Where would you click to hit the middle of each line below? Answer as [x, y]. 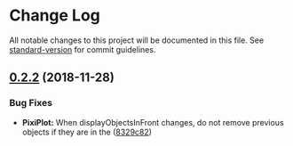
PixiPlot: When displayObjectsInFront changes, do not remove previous [153, 122]
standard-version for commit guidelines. [83, 49]
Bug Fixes [31, 103]
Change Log [55, 16]
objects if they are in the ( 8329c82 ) [87, 132]
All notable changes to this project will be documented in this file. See [137, 40]
